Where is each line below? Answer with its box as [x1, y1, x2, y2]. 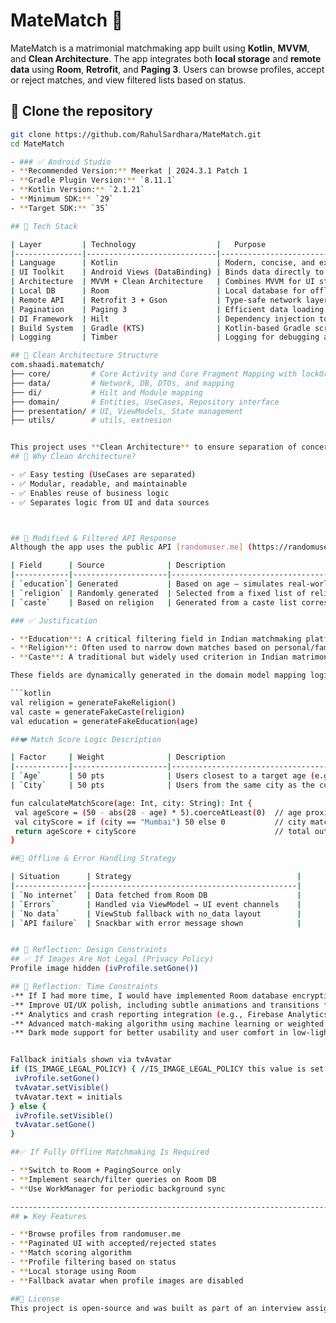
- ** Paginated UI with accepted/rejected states [10, 1239, 217, 1249]
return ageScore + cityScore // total [14, 826, 311, 836]
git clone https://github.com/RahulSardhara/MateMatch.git [10, 129, 262, 139]
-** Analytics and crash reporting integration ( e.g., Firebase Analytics [10, 1009, 329, 1019]
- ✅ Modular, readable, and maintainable [10, 479, 188, 489]
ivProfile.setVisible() [14, 1110, 114, 1121]
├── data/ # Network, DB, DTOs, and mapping [10, 378, 235, 388]
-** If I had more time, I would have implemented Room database [10, 990, 288, 1001]
